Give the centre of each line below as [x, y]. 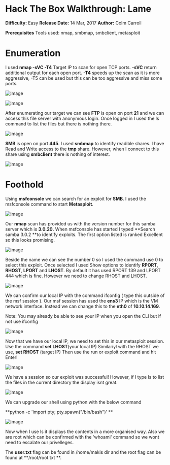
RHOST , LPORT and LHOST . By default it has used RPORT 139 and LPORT [83, 270]
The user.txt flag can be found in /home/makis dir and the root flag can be [83, 452]
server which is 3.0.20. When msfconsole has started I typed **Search [80, 229]
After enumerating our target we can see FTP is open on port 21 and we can [85, 113]
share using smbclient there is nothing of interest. [58, 154]
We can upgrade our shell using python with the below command [73, 402]
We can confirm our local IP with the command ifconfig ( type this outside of [85, 295]
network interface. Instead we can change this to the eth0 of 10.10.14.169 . [83, 306]
